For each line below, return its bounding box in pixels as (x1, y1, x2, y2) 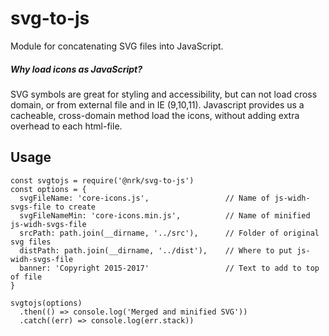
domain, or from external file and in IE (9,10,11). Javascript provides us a (10, 98, 305, 111)
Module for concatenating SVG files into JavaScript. (10, 40, 224, 52)
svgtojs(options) (10, 298, 83, 308)
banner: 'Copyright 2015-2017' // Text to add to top (19, 263, 320, 273)
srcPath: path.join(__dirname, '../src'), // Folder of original (19, 228, 320, 238)
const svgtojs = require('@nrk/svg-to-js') (10, 175, 195, 186)
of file (10, 272, 43, 282)
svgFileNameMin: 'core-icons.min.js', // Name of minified (19, 210, 311, 221)
